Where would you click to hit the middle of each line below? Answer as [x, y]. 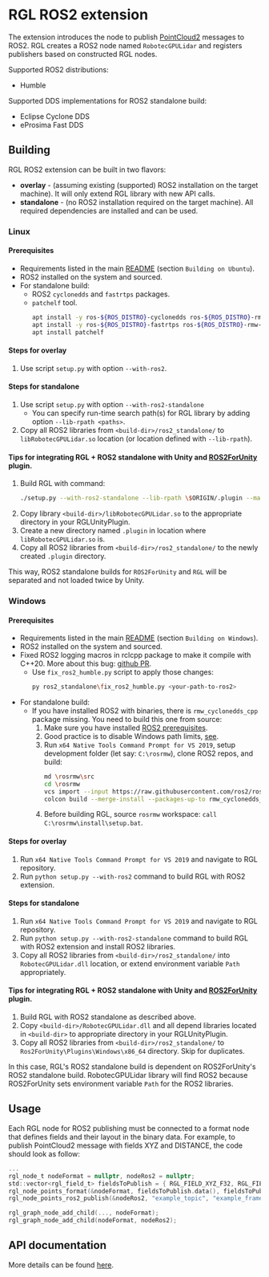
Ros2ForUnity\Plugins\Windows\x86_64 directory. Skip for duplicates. [132, 1051]
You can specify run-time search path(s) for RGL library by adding [141, 413]
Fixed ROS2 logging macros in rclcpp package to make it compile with [135, 655]
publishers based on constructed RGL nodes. [83, 54]
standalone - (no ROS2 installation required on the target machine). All [137, 202]
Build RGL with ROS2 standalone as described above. [108, 1017]
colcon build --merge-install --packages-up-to [124, 799]
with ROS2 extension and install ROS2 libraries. [98, 946]
